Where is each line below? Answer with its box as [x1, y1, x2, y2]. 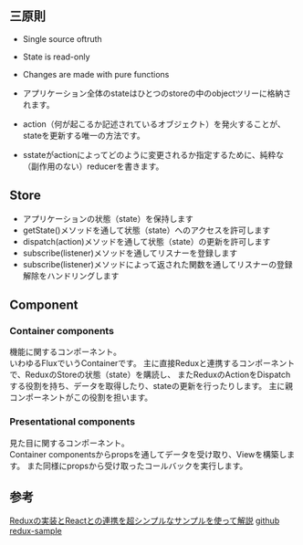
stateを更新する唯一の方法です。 [22, 130, 145, 141]
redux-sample [9, 526, 62, 537]
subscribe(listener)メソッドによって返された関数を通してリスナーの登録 [22, 258, 294, 269]
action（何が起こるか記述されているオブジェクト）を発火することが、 [22, 118, 286, 130]
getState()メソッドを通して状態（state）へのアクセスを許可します [22, 225, 271, 236]
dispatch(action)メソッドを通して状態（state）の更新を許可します [22, 236, 271, 246]
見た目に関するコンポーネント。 [9, 437, 130, 448]
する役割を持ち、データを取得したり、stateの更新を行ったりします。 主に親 [9, 381, 294, 392]
